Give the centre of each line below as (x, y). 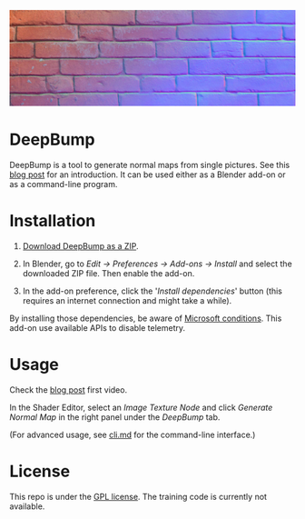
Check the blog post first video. (69, 389)
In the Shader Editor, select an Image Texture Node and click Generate (141, 407)
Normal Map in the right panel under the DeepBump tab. (115, 417)
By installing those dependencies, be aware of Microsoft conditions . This (146, 318)
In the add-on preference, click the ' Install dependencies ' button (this (152, 291)
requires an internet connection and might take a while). (127, 300)
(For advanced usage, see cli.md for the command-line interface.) (133, 434)
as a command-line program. (64, 184)
